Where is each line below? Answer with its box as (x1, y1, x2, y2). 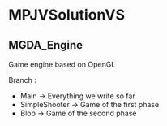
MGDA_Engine (8, 38, 83, 52)
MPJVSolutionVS (8, 6, 126, 24)
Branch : (8, 76, 36, 85)
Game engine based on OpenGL (8, 59, 116, 69)
